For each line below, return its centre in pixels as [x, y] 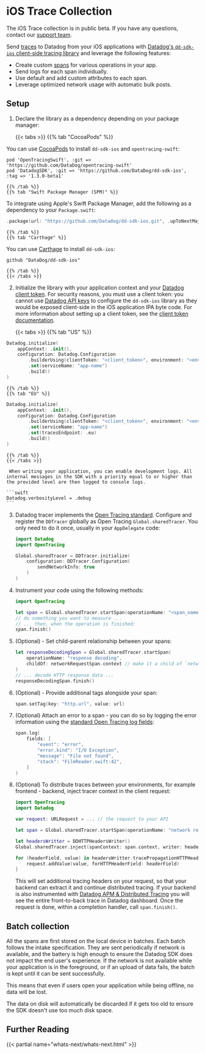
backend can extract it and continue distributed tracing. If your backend [106, 888]
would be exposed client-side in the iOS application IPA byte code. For [103, 307]
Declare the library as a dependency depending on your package [97, 118]
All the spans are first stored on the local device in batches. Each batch [96, 941]
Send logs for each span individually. [62, 71]
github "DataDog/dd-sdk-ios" [43, 260]
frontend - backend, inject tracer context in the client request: [93, 791]
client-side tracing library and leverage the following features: [94, 53]
